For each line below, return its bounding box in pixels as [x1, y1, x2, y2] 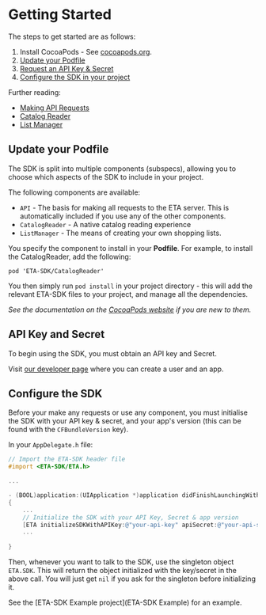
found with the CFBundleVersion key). [8, 425, 129, 435]
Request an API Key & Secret [19, 63, 114, 73]
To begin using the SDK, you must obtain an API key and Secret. [8, 348, 218, 358]
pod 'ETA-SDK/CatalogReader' [8, 267, 104, 275]
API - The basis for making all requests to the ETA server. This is [19, 203, 230, 212]
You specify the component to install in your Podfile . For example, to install [8, 243, 253, 252]
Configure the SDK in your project [19, 72, 131, 82]
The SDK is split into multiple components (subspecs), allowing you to [8, 164, 236, 173]
